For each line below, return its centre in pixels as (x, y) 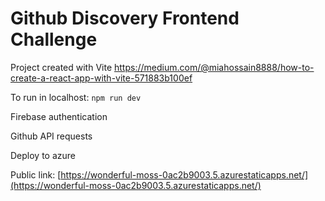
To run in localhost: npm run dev (76, 97)
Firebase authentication (59, 116)
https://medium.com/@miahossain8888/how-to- (214, 67)
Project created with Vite (61, 67)
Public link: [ (36, 174)
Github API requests (51, 136)
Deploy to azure (43, 155)
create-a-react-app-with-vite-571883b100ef (101, 78)
